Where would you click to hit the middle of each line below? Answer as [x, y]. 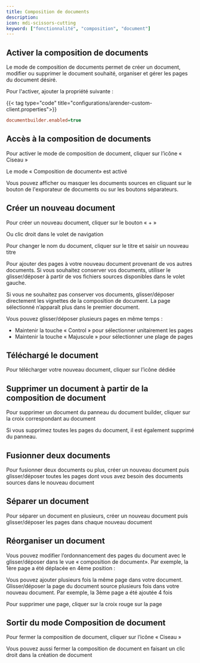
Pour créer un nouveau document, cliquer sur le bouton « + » [81, 223]
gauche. [16, 282]
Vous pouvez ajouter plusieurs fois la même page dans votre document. [95, 580]
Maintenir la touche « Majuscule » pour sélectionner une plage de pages [104, 336]
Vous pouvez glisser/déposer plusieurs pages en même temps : [84, 318]
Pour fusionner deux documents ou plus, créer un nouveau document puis [98, 470]
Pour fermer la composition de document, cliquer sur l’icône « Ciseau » [94, 637]
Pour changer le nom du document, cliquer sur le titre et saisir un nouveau [98, 245]
